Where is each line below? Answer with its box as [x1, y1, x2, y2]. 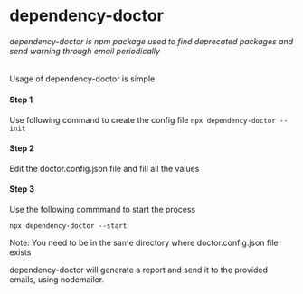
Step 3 [9, 184, 34, 194]
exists [9, 247, 32, 258]
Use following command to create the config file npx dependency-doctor [9, 114, 276, 125]
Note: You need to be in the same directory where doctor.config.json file [9, 237, 279, 248]
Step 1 [9, 94, 33, 105]
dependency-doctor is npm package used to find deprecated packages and [9, 35, 294, 46]
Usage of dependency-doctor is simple [9, 73, 156, 84]
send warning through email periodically [9, 45, 161, 56]
